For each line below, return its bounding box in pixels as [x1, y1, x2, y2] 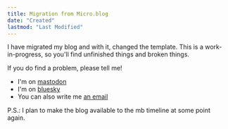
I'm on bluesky [17, 85, 61, 94]
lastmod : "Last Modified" [7, 23, 83, 30]
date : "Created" [7, 17, 55, 24]
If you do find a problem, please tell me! [7, 64, 122, 73]
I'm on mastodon [17, 78, 67, 86]
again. [7, 113, 26, 122]
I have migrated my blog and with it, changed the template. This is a [7, 43, 204, 51]
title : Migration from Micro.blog [7, 10, 109, 18]
